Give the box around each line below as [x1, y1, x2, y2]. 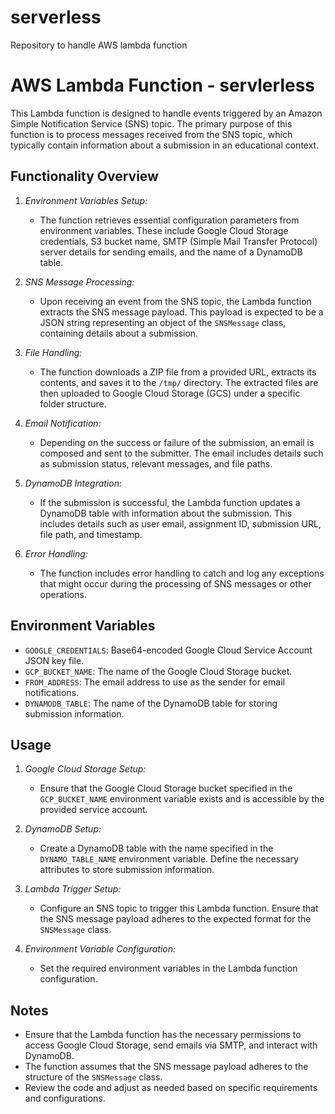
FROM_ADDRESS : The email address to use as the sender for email [24, 676, 285, 688]
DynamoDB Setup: [24, 823, 102, 835]
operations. [39, 588, 87, 600]
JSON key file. [24, 654, 85, 666]
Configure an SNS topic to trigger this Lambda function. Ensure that [39, 902, 319, 915]
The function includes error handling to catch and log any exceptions [39, 567, 325, 579]
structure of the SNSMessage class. [24, 1071, 163, 1083]
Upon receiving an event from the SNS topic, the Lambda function [39, 295, 312, 307]
